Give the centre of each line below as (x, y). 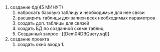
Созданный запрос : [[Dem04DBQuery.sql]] (63, 34)
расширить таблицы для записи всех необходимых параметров (86, 18)
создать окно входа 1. (41, 44)
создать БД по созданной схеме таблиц (60, 28)
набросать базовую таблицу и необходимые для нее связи (81, 12)
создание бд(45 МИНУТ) (37, 7)
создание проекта (29, 39)
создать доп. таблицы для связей (53, 23)
